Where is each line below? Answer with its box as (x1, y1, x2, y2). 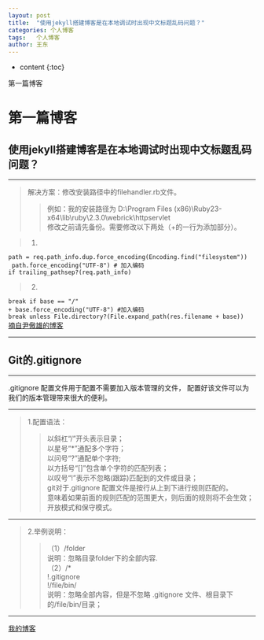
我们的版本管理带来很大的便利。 (8, 393, 112, 402)
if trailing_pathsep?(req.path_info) (8, 268, 132, 276)
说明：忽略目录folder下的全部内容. (46, 553, 159, 563)
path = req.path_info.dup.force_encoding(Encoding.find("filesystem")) (8, 253, 247, 261)
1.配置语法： (27, 416, 68, 426)
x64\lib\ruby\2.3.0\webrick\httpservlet (46, 213, 171, 223)
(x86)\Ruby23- (174, 204, 222, 213)
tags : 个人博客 (8, 33, 60, 42)
